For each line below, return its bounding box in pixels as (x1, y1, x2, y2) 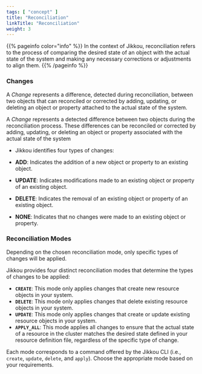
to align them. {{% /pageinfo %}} (6, 62, 88, 69)
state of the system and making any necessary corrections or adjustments (6, 55, 192, 63)
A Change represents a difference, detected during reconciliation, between (6, 90, 194, 98)
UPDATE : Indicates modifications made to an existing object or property (15, 177, 195, 184)
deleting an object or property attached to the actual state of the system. (6, 104, 187, 111)
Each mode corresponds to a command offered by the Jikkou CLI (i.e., (6, 348, 181, 355)
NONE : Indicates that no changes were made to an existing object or (15, 213, 186, 220)
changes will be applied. (6, 254, 67, 262)
